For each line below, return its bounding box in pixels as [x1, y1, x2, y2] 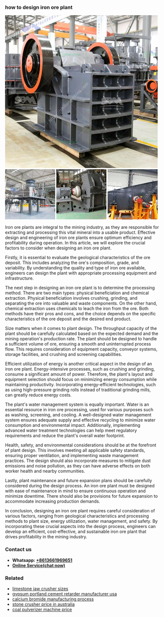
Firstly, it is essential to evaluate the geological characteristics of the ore [5, 255, 150, 261]
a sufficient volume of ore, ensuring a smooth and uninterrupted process [5, 341, 151, 347]
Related [5, 574, 24, 581]
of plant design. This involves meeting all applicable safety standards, [5, 447, 145, 453]
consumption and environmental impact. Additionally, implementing [5, 422, 141, 428]
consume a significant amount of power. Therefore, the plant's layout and [5, 371, 153, 377]
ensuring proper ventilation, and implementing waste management [5, 453, 139, 459]
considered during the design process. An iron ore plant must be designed [5, 483, 155, 489]
